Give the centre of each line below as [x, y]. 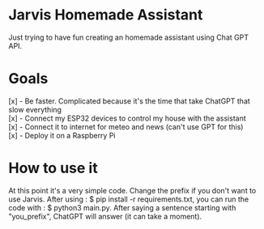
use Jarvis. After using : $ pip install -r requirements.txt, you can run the [129, 199]
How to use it [53, 168]
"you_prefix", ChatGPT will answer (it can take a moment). [105, 216]
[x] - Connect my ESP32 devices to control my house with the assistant [128, 118]
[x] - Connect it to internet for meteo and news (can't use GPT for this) [126, 126]
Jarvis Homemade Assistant [106, 15]
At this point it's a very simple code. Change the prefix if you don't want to [132, 190]
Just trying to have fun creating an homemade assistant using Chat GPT [129, 37]
